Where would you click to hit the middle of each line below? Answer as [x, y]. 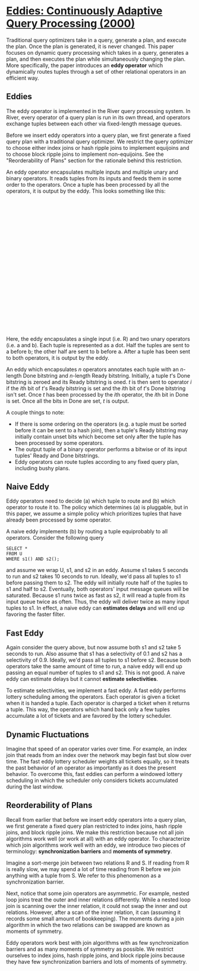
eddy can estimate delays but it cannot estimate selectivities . [82, 679]
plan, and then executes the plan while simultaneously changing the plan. [96, 59]
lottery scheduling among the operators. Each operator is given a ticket [93, 697]
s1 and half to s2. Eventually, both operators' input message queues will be [97, 589]
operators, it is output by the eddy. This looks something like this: [86, 191]
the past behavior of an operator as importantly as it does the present [91, 768]
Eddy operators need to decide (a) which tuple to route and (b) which [91, 501]
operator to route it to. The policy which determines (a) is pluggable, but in [97, 507]
